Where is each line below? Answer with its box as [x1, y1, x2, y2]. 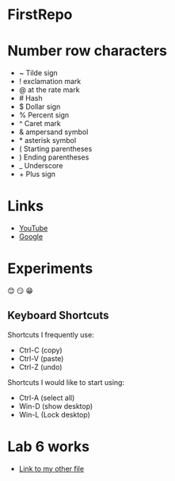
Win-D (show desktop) [18, 401, 93, 410]
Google [18, 232, 44, 241]
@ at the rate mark [18, 85, 80, 94]
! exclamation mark [18, 77, 82, 87]
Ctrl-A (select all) [18, 393, 75, 402]
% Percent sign [18, 110, 70, 120]
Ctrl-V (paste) [18, 353, 64, 363]
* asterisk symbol [18, 136, 77, 145]
